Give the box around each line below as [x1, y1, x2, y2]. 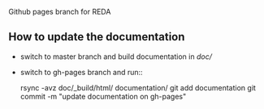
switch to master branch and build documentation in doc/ [19, 52, 213, 61]
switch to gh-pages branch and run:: [19, 67, 144, 77]
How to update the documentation [8, 30, 185, 44]
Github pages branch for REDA [8, 7, 111, 16]
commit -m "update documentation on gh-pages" [19, 91, 187, 101]
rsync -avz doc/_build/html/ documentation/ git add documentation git [19, 82, 256, 92]
